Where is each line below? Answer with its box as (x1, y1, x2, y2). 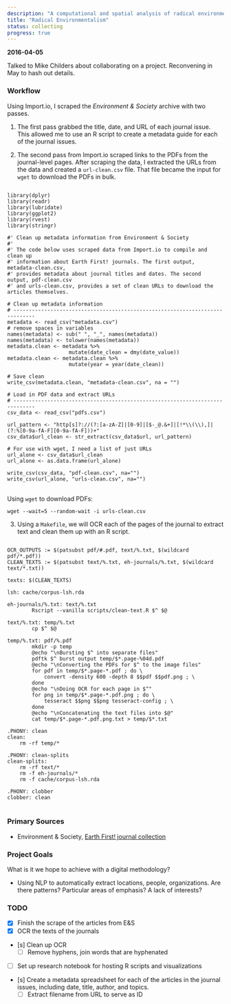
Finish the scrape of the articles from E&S (16, 918, 135, 927)
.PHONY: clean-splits (7, 752, 69, 759)
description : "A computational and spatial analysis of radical (7, 10, 195, 17)
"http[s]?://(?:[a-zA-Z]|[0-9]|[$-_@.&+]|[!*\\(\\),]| (53, 421, 214, 428)
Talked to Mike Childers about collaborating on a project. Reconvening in (7, 61, 213, 70)
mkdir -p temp (32, 643, 72, 650)
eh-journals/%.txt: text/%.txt (7, 601, 97, 608)
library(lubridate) (7, 204, 63, 211)
